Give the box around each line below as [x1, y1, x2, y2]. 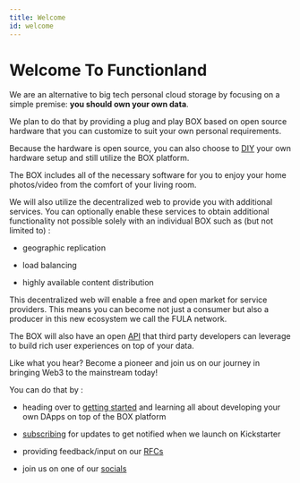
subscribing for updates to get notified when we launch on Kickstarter [21, 428, 281, 439]
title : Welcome [9, 13, 66, 22]
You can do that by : [9, 385, 83, 395]
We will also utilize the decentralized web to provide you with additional [9, 197, 273, 208]
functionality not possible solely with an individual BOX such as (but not [9, 216, 273, 226]
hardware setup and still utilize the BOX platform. [9, 153, 190, 164]
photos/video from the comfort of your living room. [9, 180, 197, 191]
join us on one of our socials [21, 463, 127, 474]
